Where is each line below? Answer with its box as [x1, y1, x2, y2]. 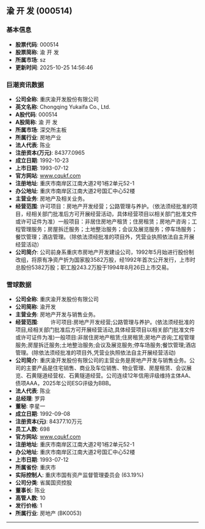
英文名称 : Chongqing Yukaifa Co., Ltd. [15, 103, 111, 110]
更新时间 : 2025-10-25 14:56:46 [15, 64, 93, 71]
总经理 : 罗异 [15, 395, 46, 402]
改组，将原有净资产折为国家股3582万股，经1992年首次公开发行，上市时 [15, 256, 196, 263]
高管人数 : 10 [15, 494, 46, 501]
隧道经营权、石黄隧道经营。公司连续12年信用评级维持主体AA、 [36, 372, 194, 379]
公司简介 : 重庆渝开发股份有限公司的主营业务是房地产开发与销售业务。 [15, 357, 190, 364]
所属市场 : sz [15, 56, 46, 63]
